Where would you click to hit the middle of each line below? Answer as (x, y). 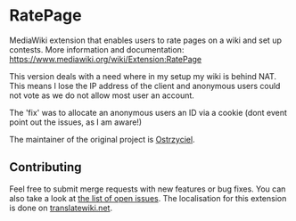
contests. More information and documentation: (97, 49)
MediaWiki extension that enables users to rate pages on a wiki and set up (146, 40)
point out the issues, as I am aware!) (76, 122)
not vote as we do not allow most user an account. (102, 95)
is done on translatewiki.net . (61, 208)
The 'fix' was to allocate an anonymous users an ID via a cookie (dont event (148, 112)
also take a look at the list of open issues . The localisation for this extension (148, 198)
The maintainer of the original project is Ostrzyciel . (102, 139)
